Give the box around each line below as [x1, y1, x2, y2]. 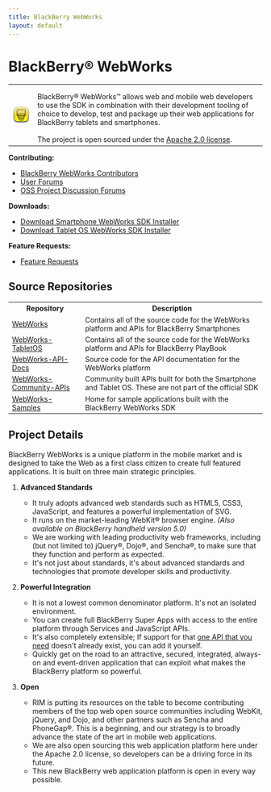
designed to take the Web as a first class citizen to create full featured [8, 458, 241, 468]
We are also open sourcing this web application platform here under [31, 740, 258, 750]
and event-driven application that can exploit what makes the [43, 657, 246, 667]
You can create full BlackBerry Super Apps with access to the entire [31, 615, 258, 624]
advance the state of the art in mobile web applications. [31, 732, 218, 741]
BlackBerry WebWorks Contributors [19, 168, 139, 177]
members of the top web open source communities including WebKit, [31, 706, 263, 715]
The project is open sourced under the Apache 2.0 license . [37, 135, 232, 144]
